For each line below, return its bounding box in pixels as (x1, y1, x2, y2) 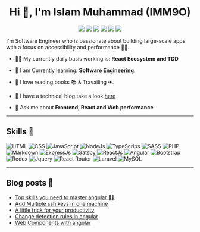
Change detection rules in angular (14, 212, 98, 220)
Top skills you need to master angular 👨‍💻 (14, 193, 115, 201)
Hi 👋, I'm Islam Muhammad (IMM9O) (9, 5, 191, 19)
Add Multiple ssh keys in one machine (14, 200, 108, 207)
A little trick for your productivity (14, 206, 95, 214)
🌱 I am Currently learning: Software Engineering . (14, 67, 136, 74)
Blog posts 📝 (6, 178, 54, 188)
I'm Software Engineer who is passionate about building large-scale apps (6, 37, 186, 44)
